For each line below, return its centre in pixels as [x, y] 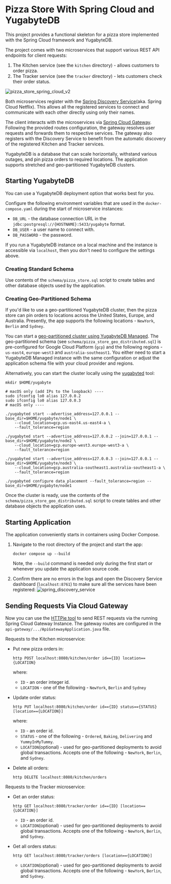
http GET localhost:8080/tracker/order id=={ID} [65, 806]
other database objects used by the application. [55, 286]
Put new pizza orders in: [38, 648]
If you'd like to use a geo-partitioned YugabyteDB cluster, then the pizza [81, 310]
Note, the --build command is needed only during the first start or [83, 563]
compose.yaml [19, 209]
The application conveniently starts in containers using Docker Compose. [82, 535]
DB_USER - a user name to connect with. [54, 229]
